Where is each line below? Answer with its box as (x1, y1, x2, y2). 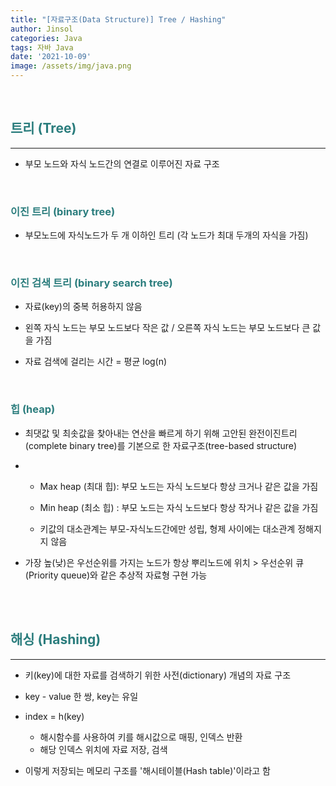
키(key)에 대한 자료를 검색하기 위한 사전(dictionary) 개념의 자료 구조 (24, 669, 292, 681)
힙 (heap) (10, 402, 56, 416)
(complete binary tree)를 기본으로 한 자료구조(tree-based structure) (24, 439, 298, 451)
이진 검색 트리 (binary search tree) (10, 276, 173, 290)
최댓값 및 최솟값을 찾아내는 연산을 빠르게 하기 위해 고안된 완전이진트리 (24, 427, 298, 439)
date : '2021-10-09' (10, 52, 92, 62)
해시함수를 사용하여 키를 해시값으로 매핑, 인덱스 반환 (39, 731, 243, 743)
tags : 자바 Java (10, 42, 74, 53)
